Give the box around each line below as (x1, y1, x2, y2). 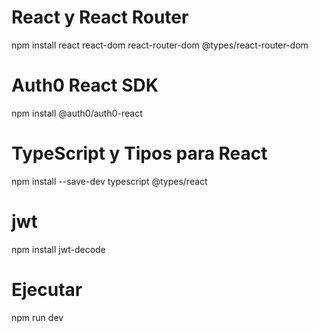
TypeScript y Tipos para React (11, 142, 268, 165)
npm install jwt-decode (11, 243, 106, 255)
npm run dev (11, 311, 64, 323)
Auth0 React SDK (11, 74, 159, 97)
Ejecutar (11, 278, 83, 301)
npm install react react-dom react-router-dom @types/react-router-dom (11, 39, 309, 51)
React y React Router (11, 6, 189, 29)
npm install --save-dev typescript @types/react (11, 175, 208, 187)
